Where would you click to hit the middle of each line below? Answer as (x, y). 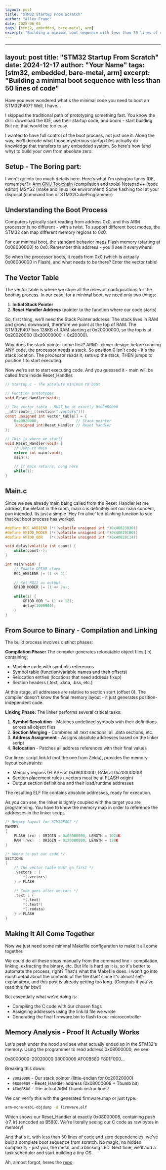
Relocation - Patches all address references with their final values (80, 748)
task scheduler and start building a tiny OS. (49, 1153)
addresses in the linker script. (35, 813)
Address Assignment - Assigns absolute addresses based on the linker (85, 738)
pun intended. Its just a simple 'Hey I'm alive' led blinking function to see (79, 514)
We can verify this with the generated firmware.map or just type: (71, 1098)
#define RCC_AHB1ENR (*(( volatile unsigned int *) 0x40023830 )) (72, 528)
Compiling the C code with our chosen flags (57, 1006)
